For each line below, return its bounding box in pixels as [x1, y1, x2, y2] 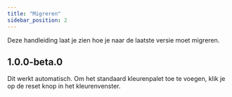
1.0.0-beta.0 [7, 56, 63, 68]
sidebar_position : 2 [7, 17, 68, 24]
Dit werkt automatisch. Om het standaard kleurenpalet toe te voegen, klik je [7, 75, 226, 83]
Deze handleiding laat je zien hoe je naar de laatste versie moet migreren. [7, 36, 220, 44]
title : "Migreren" [7, 10, 61, 17]
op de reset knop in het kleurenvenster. [7, 82, 121, 91]
